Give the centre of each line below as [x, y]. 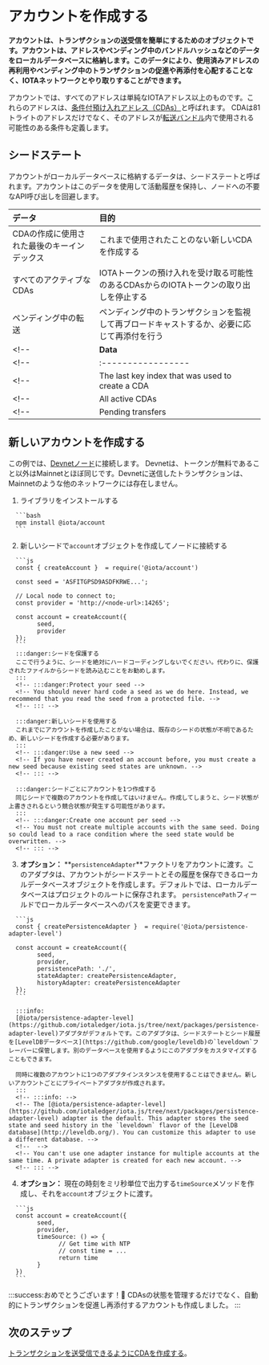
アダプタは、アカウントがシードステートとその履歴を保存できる [132, 874]
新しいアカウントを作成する [77, 442]
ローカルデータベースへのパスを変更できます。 [118, 904]
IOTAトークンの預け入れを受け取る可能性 [176, 272]
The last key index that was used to [165, 376]
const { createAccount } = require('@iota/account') [107, 568]
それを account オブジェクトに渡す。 [99, 1193]
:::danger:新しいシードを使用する [66, 721]
